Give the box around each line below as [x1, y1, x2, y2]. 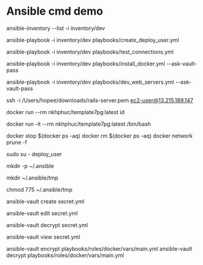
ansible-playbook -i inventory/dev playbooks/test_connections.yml [6, 48, 174, 56]
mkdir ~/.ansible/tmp [6, 174, 59, 181]
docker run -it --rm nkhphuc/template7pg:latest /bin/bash [6, 120, 151, 128]
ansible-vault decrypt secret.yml [6, 221, 88, 228]
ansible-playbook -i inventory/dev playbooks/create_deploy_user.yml [6, 36, 179, 43]
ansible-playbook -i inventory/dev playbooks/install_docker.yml [6, 60, 166, 67]
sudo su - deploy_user [6, 150, 62, 158]
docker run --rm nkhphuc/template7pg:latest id [6, 108, 125, 115]
